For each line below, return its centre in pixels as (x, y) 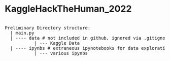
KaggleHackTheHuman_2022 (68, 9)
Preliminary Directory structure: (48, 28)
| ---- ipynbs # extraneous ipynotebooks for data (74, 48)
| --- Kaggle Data (57, 43)
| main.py (22, 33)
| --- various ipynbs (61, 53)
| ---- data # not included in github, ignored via (76, 38)
